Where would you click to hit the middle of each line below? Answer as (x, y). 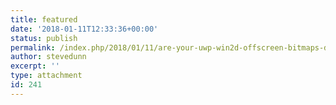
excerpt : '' (35, 66)
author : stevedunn (48, 57)
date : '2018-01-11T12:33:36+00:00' (84, 29)
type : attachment (46, 76)
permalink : (33, 47)
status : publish (44, 38)
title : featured (44, 19)
